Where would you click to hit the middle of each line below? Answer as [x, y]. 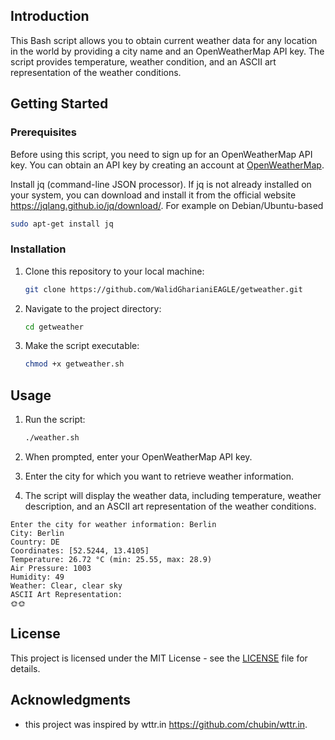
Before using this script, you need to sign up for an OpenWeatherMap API [161, 154]
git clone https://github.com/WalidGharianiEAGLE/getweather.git [163, 289]
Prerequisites [43, 132]
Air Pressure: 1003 [51, 568]
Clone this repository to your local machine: [114, 271]
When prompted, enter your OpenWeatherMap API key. [138, 456]
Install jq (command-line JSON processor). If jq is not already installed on [161, 184]
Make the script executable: [82, 346]
